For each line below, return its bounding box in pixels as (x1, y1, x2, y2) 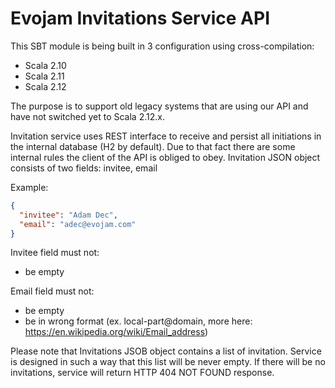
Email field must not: (10, 285, 95, 297)
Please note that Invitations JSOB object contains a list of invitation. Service (10, 345, 322, 357)
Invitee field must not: (10, 247, 100, 259)
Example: (10, 181, 49, 193)
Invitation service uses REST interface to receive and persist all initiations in (10, 130, 322, 142)
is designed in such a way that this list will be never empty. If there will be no (10, 356, 326, 368)
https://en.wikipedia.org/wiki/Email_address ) (24, 326, 209, 338)
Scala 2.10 (24, 59, 67, 71)
